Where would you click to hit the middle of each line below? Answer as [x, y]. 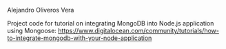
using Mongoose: [32, 31]
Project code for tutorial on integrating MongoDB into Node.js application [111, 23]
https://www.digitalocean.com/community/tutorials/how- [138, 31]
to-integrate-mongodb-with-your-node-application [80, 38]
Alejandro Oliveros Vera [41, 10]
